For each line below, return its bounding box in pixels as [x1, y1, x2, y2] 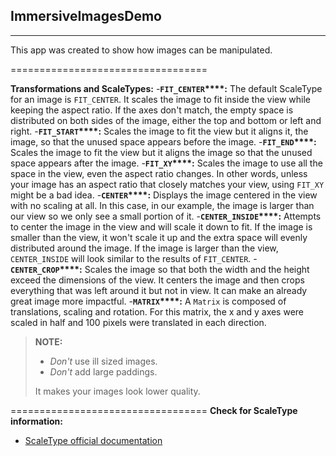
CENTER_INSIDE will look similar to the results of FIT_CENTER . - [10, 252, 258, 264]
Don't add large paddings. [49, 365, 158, 378]
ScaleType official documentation [24, 434, 163, 446]
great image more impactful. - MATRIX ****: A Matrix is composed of [10, 295, 287, 307]
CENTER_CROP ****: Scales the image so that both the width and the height [10, 263, 310, 275]
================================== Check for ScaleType [10, 404, 298, 416]
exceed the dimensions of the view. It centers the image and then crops [10, 274, 305, 286]
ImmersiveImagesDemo [10, 8, 162, 25]
